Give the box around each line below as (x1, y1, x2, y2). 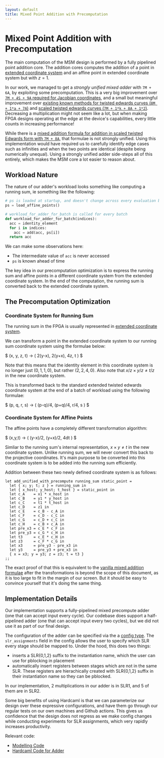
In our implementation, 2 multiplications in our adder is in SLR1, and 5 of (5, 683, 149, 689)
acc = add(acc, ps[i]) (14, 230, 60, 235)
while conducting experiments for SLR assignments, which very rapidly (5, 718, 148, 724)
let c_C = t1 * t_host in (9, 500, 69, 505)
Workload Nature (5, 171, 59, 179)
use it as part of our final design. (5, 623, 71, 629)
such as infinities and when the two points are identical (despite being (5, 146, 146, 152)
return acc (9, 235, 32, 240)
